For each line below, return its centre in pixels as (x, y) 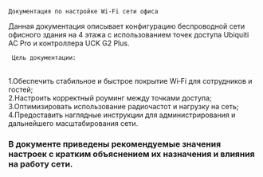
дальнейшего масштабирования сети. (73, 123)
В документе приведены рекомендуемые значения (115, 144)
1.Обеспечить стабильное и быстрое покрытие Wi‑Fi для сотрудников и (130, 81)
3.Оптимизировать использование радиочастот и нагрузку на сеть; (124, 106)
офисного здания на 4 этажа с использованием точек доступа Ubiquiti (129, 35)
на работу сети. (41, 163)
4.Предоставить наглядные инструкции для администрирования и (122, 115)
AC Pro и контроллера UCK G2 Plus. (69, 43)
